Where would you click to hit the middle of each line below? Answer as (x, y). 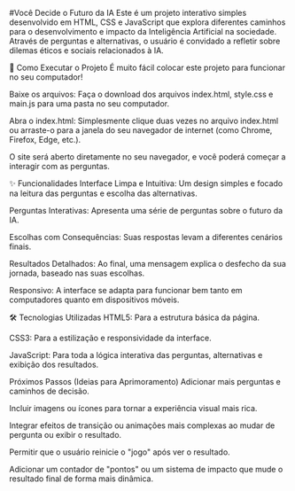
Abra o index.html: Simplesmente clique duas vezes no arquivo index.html (144, 121)
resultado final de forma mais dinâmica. (81, 479)
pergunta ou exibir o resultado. (66, 435)
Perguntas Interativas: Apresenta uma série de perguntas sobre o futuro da (146, 210)
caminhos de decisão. (50, 391)
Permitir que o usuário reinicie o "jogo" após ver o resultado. (120, 452)
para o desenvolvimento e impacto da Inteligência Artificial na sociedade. (143, 31)
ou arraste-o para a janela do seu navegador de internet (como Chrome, (141, 130)
